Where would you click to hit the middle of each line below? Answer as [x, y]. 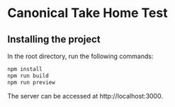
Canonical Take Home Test [87, 13]
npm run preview [31, 82]
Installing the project [54, 39]
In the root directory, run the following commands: [80, 56]
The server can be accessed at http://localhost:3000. [85, 96]
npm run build [28, 76]
